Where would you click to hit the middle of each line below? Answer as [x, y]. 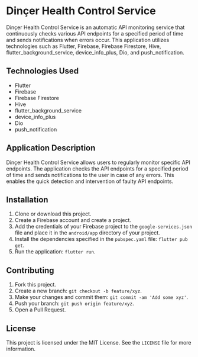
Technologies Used [42, 71]
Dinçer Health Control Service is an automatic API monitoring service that [95, 27]
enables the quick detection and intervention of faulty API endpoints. [90, 181]
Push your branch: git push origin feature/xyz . [74, 304]
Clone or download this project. [53, 214]
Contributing [30, 270]
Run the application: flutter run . [55, 252]
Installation [27, 200]
